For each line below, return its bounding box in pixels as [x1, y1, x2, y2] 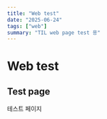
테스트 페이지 [7, 105, 42, 113]
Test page [7, 85, 50, 97]
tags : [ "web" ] [7, 23, 48, 29]
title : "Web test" [7, 10, 59, 17]
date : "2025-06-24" [7, 16, 63, 23]
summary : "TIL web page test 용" [7, 29, 101, 36]
